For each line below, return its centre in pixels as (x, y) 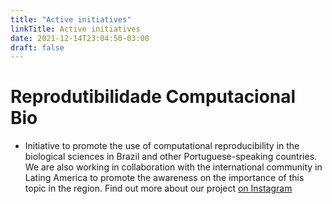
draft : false (37, 47)
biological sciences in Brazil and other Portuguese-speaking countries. (171, 157)
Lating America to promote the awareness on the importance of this (164, 178)
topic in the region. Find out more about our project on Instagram (158, 188)
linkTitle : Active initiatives (75, 29)
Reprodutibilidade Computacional (153, 97)
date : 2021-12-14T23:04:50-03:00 (80, 38)
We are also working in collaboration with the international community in (173, 167)
